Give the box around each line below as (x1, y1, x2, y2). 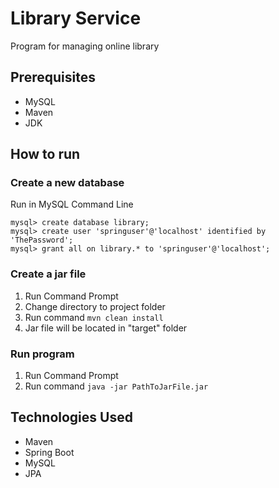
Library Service (10, 7, 142, 30)
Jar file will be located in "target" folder (24, 322, 188, 334)
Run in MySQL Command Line (10, 198, 134, 211)
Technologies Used (10, 409, 133, 426)
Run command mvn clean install (24, 311, 164, 323)
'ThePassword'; (10, 235, 74, 246)
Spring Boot (24, 446, 75, 458)
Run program (10, 347, 75, 361)
